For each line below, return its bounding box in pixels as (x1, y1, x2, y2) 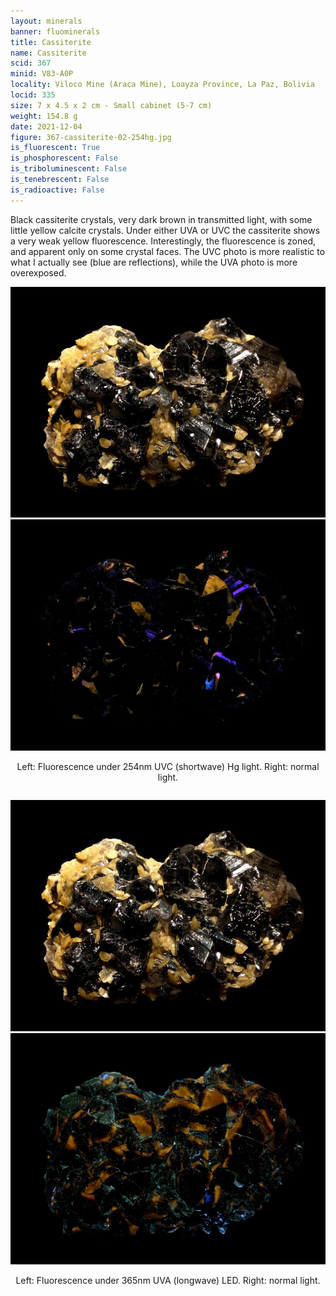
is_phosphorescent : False (10, 153, 118, 164)
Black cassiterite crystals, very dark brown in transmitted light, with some (10, 213, 313, 225)
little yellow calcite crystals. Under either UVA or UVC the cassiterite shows (10, 224, 321, 236)
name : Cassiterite (10, 48, 87, 58)
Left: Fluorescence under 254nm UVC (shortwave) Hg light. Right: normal (16, 761, 320, 773)
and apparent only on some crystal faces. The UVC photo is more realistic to (10, 245, 326, 257)
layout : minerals (10, 16, 83, 26)
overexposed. (10, 266, 67, 279)
